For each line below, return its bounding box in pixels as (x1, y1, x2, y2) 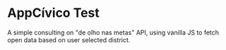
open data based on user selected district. (7, 35, 131, 44)
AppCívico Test (7, 5, 100, 21)
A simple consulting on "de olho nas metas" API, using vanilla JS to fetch (7, 28, 220, 37)
